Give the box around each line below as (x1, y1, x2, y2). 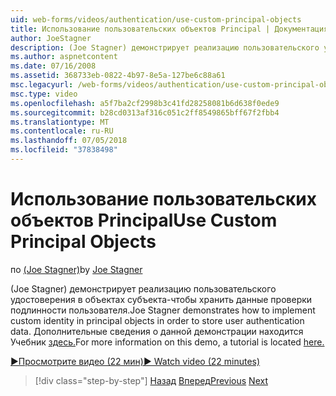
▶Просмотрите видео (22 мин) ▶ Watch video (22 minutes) (10, 355, 261, 367)
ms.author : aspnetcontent (10, 52, 118, 62)
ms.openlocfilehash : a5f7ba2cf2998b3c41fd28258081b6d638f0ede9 (10, 98, 280, 108)
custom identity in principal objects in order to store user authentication (10, 314, 305, 326)
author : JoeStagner (10, 33, 92, 43)
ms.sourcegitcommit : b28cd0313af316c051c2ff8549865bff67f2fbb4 (10, 107, 280, 118)
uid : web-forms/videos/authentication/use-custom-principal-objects (10, 14, 302, 25)
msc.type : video (10, 89, 78, 99)
